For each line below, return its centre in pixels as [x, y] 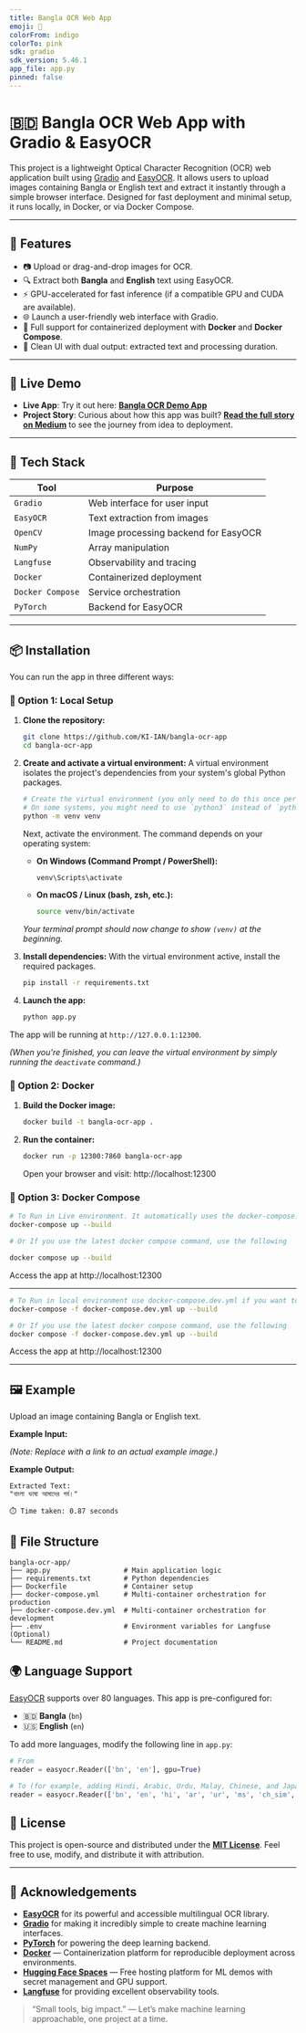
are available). [49, 307]
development [32, 1619]
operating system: [56, 843]
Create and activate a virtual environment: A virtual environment [145, 762]
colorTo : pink [36, 43]
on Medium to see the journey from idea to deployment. [128, 424]
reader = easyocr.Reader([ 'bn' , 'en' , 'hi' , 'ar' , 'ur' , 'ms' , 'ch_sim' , [153, 1795]
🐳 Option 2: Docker [52, 1085]
